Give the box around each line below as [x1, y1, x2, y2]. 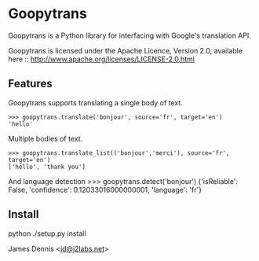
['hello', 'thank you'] [8, 163, 86, 171]
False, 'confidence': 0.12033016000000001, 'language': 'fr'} [8, 185, 202, 194]
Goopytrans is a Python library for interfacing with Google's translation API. [8, 31, 251, 40]
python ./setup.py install [8, 229, 86, 238]
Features [8, 77, 53, 90]
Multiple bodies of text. [8, 134, 83, 143]
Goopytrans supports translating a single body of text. [8, 97, 183, 107]
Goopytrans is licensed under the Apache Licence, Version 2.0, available [8, 46, 243, 55]
